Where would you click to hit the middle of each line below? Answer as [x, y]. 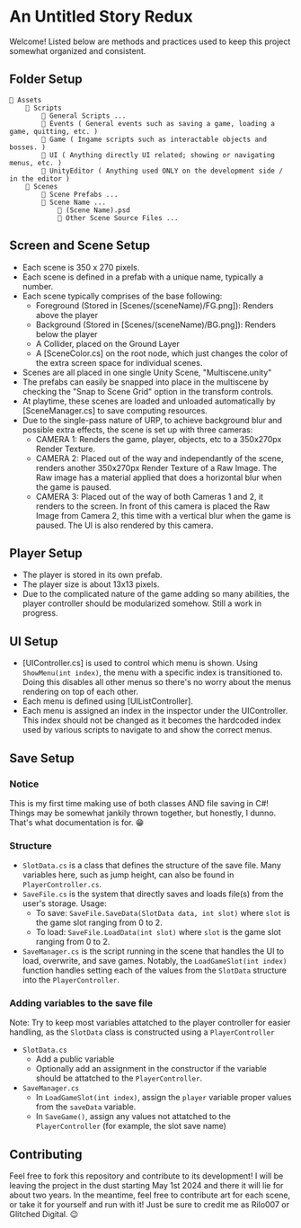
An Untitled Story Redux [101, 17]
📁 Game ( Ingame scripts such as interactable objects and [155, 139]
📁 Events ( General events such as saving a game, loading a [159, 123]
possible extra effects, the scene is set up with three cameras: [137, 430]
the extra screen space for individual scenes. [119, 362]
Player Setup [46, 553]
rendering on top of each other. [80, 692]
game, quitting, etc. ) [54, 131]
